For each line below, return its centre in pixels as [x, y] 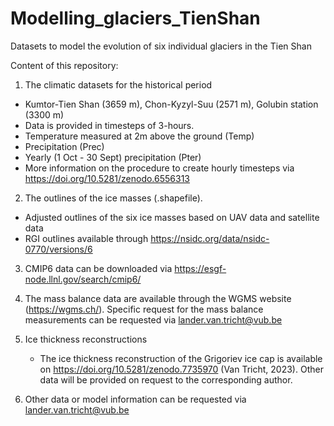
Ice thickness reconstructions [86, 339]
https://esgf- [200, 268]
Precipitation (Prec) [64, 146]
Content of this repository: [64, 65]
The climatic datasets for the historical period [118, 84]
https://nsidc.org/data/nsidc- [210, 238]
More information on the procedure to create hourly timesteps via [159, 168]
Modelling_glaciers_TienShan [135, 18]
